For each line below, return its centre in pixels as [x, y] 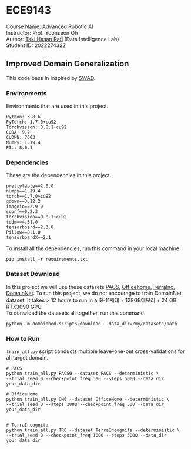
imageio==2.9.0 [25, 207]
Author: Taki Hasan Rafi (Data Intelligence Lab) [63, 39]
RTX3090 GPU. [24, 307]
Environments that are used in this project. [57, 106]
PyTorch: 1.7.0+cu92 [31, 122]
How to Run [23, 338]
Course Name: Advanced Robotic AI [50, 26]
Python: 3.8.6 [24, 117]
